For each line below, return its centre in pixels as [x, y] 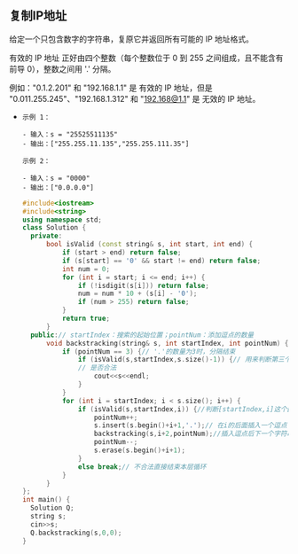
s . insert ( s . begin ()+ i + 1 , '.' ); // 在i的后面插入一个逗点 [190, 425]
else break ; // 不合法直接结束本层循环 [142, 467]
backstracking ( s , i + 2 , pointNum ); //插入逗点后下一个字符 [190, 434]
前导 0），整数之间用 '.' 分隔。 [63, 68]
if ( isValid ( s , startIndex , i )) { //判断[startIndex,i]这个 [183, 409]
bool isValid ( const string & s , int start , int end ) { [149, 245]
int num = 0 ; [86, 269]
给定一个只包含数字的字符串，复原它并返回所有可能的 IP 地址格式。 [132, 39]
